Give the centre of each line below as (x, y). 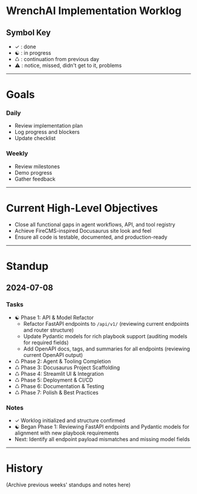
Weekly (17, 153)
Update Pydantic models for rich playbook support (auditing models (105, 336)
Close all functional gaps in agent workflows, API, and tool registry (95, 224)
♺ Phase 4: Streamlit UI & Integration (59, 373)
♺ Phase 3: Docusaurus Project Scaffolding (67, 367)
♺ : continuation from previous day (57, 59)
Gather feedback (35, 179)
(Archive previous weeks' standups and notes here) (68, 485)
